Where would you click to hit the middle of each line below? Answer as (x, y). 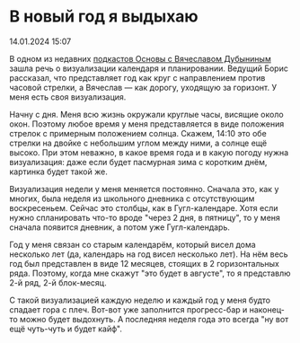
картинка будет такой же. (58, 171)
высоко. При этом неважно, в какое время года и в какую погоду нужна (149, 152)
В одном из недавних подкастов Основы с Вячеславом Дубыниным (140, 58)
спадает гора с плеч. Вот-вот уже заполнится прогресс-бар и (128, 309)
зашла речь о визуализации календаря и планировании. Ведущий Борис (149, 68)
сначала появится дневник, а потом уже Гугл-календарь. (120, 227)
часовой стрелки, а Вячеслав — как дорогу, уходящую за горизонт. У (143, 87)
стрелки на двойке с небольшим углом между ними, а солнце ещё (138, 143)
